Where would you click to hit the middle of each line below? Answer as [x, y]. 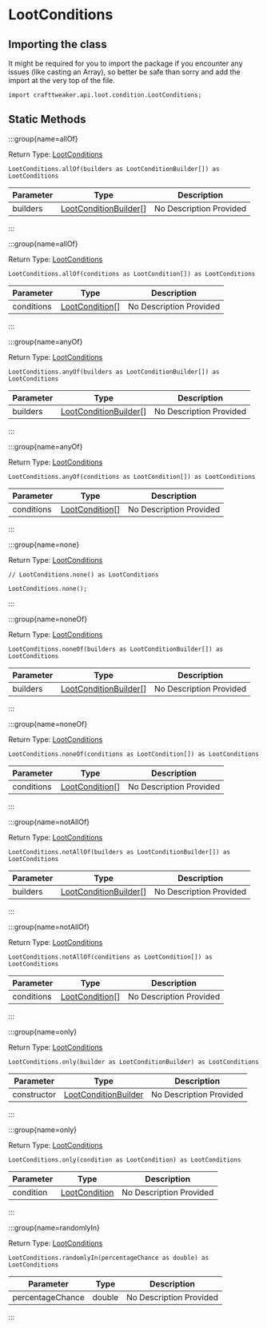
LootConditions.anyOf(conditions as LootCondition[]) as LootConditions [132, 477]
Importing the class [58, 44]
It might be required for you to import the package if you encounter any [126, 63]
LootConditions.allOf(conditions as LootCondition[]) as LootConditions [132, 273]
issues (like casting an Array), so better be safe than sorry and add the [125, 72]
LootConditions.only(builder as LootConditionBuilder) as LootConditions [134, 1062]
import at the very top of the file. [62, 80]
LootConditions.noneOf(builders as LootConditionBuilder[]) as [116, 649]
